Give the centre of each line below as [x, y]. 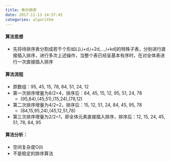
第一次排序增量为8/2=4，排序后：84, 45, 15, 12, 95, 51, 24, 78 [77, 93]
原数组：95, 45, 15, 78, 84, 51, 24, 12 [51, 86]
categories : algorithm [29, 19]
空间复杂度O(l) [28, 147]
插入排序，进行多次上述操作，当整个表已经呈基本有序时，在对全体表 [89, 55]
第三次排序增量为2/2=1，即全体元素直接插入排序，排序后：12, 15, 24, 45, [89, 117]
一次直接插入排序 [35, 61]
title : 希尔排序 [21, 10]
